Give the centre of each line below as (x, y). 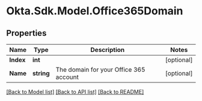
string (41, 73)
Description (108, 50)
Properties (26, 33)
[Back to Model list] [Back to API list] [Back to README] (75, 92)
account (67, 77)
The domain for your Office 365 (100, 70)
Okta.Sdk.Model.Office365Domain (95, 11)
